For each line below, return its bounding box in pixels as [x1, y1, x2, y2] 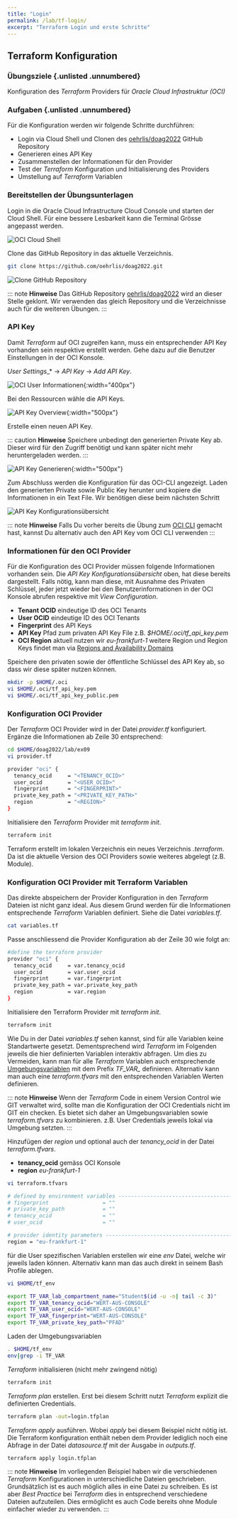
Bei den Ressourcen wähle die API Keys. [7, 394, 125, 403]
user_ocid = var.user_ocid [13, 968, 115, 976]
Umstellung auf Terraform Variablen [17, 172, 123, 181]
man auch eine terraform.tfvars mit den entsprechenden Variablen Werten [7, 1072, 224, 1081]
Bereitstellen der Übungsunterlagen [7, 190, 134, 200]
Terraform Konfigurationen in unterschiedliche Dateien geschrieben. [7, 1475, 207, 1484]
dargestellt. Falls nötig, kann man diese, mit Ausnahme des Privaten [7, 578, 205, 586]
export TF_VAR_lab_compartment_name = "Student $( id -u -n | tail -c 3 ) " [7, 1293, 217, 1300]
